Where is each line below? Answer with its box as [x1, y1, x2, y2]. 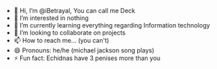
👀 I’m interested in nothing [13, 14, 89, 22]
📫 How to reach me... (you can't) [13, 37, 110, 44]
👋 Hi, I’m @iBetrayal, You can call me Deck [13, 7, 136, 14]
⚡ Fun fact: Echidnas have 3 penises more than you [13, 54, 161, 62]
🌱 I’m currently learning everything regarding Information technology [13, 21, 210, 29]
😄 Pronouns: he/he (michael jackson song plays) [13, 46, 155, 55]
